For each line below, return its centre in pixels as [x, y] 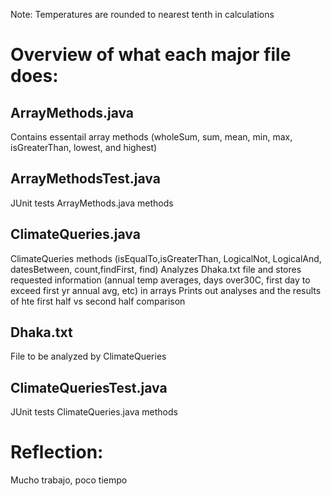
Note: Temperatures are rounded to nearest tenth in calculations [142, 14]
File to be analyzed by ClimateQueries [88, 356]
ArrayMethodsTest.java [85, 179]
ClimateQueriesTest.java [89, 387]
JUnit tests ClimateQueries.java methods [94, 412]
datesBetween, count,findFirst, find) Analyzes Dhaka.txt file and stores [156, 269]
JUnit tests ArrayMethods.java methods [92, 203]
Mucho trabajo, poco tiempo [69, 480]
